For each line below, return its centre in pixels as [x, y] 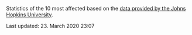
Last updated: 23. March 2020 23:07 [50, 26]
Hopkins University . [30, 15]
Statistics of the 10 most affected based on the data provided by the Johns [96, 8]
